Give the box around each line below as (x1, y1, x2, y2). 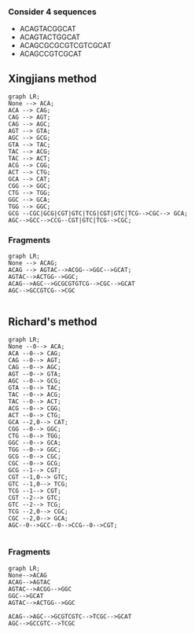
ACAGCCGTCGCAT (19, 49, 83, 59)
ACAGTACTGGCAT (19, 32, 81, 42)
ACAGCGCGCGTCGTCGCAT (19, 41, 112, 50)
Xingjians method (8, 71, 97, 85)
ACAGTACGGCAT (19, 24, 76, 34)
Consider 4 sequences (8, 6, 97, 17)
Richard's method (8, 315, 97, 328)
